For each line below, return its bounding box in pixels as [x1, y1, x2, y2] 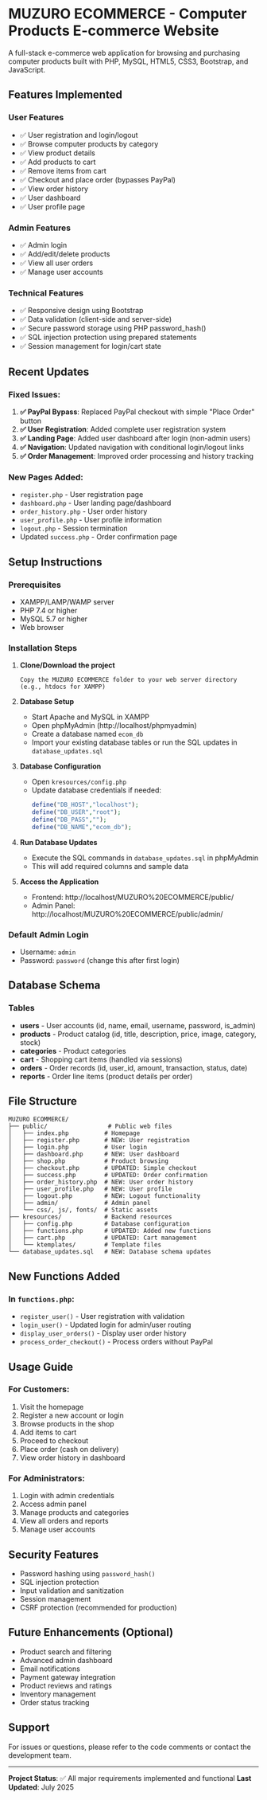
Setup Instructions [8, 555, 103, 569]
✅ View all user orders [19, 258, 94, 268]
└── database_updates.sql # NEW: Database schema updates [8, 1248, 212, 1256]
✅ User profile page [19, 202, 86, 211]
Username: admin [19, 947, 76, 957]
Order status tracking [19, 1697, 90, 1707]
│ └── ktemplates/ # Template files [8, 1241, 161, 1249]
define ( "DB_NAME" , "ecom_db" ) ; [31, 823, 133, 831]
